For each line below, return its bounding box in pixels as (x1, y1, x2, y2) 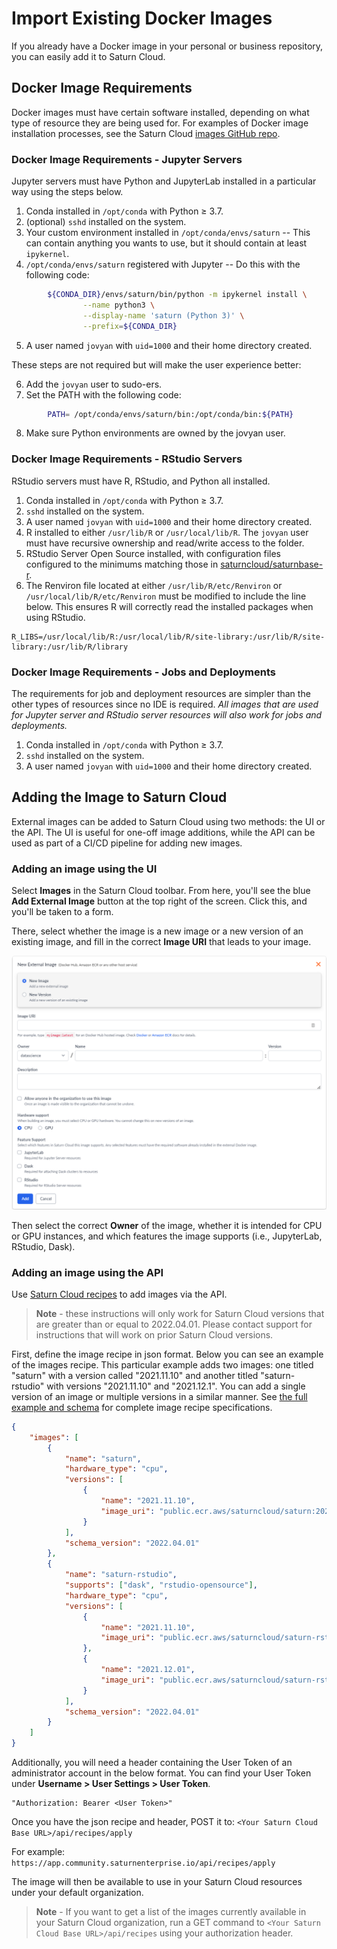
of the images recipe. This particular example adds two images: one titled (11, 1358, 314, 1371)
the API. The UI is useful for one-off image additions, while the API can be (11, 826, 316, 838)
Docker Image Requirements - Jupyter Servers (11, 152, 243, 166)
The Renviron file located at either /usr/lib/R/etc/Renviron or (25, 579, 283, 591)
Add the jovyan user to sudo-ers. (25, 378, 163, 390)
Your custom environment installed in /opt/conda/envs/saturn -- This (25, 227, 311, 239)
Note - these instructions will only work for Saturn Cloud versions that (35, 1307, 325, 1319)
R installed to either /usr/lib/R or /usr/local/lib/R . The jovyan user (25, 526, 309, 538)
